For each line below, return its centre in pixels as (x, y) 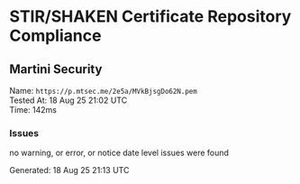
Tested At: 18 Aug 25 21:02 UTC (68, 100)
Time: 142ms (33, 110)
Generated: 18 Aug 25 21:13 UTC (69, 170)
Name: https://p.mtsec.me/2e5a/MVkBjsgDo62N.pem (104, 91)
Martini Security (56, 69)
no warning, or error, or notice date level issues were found (119, 153)
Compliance (55, 36)
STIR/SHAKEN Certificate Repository (150, 17)
